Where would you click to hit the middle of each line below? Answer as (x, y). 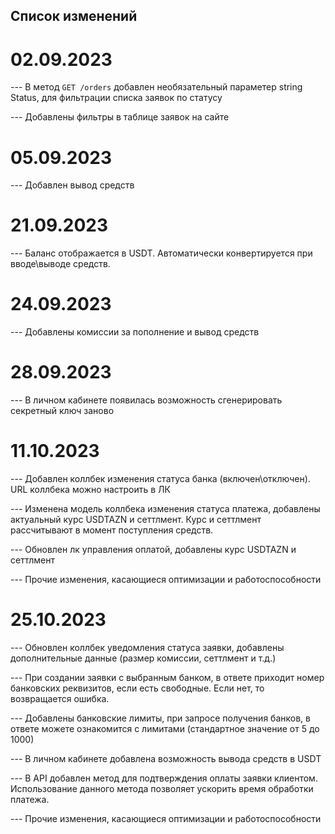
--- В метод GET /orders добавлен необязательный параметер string (156, 87)
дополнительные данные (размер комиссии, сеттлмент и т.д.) (143, 658)
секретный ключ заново (62, 411)
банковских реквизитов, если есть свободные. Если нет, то (137, 688)
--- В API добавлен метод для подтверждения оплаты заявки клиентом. (164, 778)
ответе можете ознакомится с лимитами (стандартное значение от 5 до (165, 728)
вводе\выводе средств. (60, 264)
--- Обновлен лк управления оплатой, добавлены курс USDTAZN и (153, 550)
